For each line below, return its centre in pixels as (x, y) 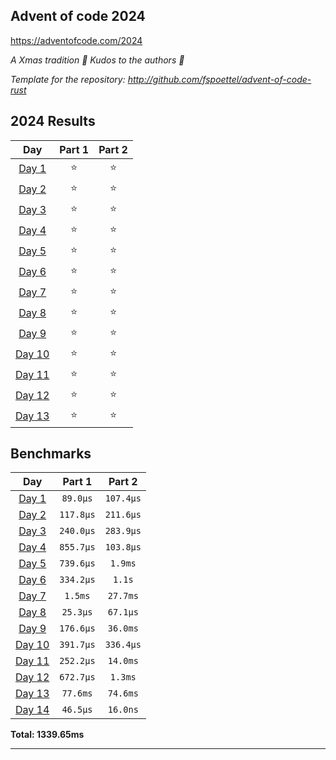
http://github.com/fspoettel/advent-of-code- (219, 79)
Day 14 (32, 710)
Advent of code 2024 (78, 16)
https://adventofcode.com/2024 (76, 40)
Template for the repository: (68, 79)
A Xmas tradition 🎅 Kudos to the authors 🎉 (97, 60)
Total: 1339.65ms (47, 735)
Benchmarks (51, 454)
